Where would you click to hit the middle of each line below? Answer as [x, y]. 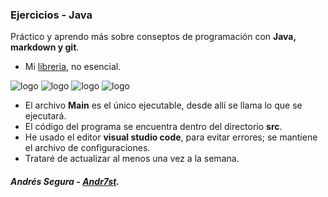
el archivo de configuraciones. [87, 148]
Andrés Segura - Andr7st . [65, 181]
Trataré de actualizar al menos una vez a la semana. [132, 159]
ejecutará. [45, 116]
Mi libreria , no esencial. [73, 67]
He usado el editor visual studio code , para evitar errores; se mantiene [171, 137]
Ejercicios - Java [51, 15]
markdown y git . [45, 47]
